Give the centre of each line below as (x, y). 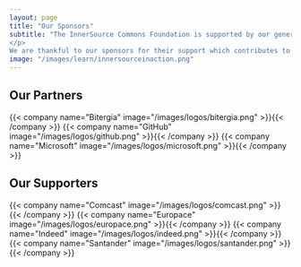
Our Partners (46, 95)
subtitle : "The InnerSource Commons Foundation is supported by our (140, 34)
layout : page (34, 17)
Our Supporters (54, 183)
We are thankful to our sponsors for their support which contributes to (150, 51)
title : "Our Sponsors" (52, 26)
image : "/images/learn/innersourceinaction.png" (102, 59)
